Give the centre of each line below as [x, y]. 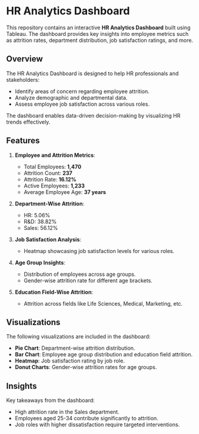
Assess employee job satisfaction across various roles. [82, 104]
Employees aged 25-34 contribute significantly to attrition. [87, 418]
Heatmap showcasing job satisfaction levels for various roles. [99, 251]
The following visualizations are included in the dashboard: [78, 337]
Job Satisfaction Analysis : [48, 239]
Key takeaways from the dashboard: [51, 401]
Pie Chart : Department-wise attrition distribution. [75, 348]
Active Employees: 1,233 [54, 186]
